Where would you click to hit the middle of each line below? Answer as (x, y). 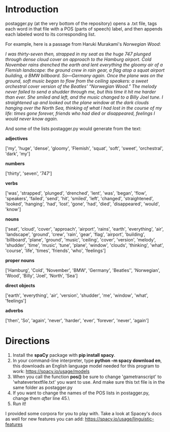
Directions (27, 341)
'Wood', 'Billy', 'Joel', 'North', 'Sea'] (42, 275)
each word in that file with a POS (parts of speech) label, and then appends (84, 28)
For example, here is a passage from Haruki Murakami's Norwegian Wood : (83, 44)
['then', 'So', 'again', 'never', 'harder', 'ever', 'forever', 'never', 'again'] (77, 320)
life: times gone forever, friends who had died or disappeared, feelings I (80, 113)
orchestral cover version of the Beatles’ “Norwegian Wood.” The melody (81, 86)
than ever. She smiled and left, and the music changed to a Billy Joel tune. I (84, 97)
